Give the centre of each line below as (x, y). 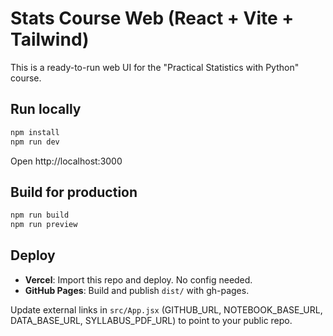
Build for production (74, 192)
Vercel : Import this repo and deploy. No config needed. (138, 279)
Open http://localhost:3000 (66, 161)
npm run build (40, 215)
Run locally (46, 109)
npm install (35, 132)
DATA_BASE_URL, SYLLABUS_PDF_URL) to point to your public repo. (151, 320)
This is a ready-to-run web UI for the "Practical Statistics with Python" (155, 67)
